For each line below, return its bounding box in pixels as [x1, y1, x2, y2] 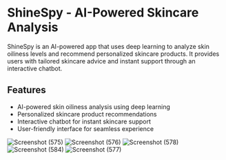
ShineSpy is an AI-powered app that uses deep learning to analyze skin [7, 42, 210, 50]
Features [7, 84, 46, 96]
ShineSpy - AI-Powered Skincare [7, 5, 199, 21]
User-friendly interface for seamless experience [17, 124, 154, 132]
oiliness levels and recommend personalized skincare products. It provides [7, 50, 220, 58]
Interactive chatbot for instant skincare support [17, 117, 152, 126]
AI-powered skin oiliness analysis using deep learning [17, 102, 171, 111]
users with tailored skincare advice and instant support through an [7, 57, 196, 65]
